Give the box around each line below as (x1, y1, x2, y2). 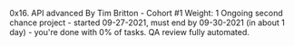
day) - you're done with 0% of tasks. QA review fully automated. (9, 27, 250, 37)
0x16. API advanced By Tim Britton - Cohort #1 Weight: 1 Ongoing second (9, 8, 283, 18)
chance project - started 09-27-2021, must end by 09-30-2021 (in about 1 (9, 17, 286, 28)
